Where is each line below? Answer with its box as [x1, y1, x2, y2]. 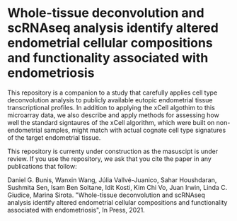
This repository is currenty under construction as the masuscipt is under [7, 147, 219, 155]
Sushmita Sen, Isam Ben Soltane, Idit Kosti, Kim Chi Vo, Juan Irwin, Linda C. [7, 183, 228, 191]
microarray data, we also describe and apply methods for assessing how [7, 111, 219, 119]
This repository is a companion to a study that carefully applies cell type [7, 88, 218, 97]
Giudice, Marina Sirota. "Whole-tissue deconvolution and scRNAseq [7, 191, 205, 199]
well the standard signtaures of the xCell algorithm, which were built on [7, 118, 215, 126]
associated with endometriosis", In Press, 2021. [7, 205, 145, 214]
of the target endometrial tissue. [7, 133, 101, 142]
